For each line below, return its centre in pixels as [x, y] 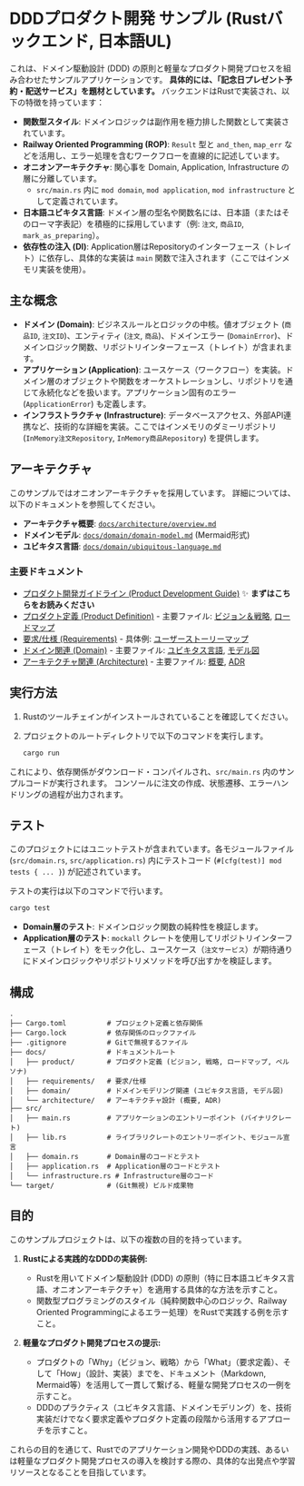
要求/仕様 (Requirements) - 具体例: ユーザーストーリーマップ [136, 639]
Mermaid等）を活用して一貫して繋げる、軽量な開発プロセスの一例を [164, 1384]
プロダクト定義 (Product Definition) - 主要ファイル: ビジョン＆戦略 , [147, 616]
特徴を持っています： [65, 102]
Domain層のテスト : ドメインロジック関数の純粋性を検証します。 [142, 926]
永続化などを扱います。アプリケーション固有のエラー [138, 392]
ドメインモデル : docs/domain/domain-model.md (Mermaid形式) [136, 535]
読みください [71, 604]
